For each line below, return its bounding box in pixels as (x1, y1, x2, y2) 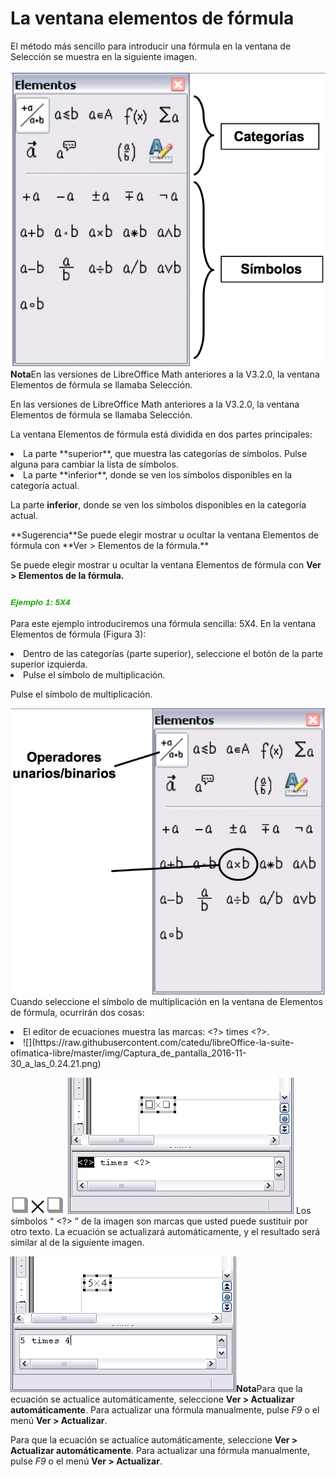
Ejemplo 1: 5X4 (10, 597, 71, 608)
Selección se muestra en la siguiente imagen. (10, 50, 198, 62)
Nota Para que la (236, 1382, 303, 1394)
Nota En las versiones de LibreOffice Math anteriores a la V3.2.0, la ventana (10, 368, 320, 381)
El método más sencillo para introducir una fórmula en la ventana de (10, 40, 292, 52)
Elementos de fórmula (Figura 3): (10, 628, 147, 640)
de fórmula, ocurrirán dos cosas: (10, 1006, 145, 1018)
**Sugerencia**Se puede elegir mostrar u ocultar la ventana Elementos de (10, 529, 320, 541)
